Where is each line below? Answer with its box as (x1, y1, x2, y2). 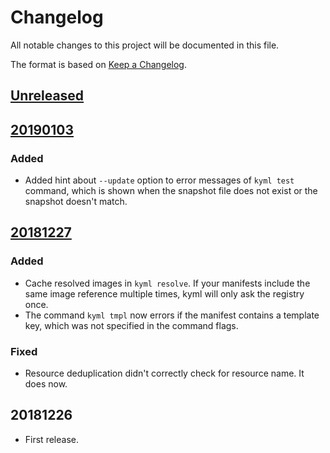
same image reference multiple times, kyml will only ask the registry (24, 287, 305, 300)
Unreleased (10, 87, 85, 105)
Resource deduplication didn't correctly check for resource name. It (24, 367, 305, 379)
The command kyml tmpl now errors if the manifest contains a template (24, 309, 320, 321)
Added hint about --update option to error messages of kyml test (24, 174, 295, 186)
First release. (24, 433, 79, 445)
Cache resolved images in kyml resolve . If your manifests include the (24, 277, 311, 289)
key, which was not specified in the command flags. (24, 319, 239, 331)
